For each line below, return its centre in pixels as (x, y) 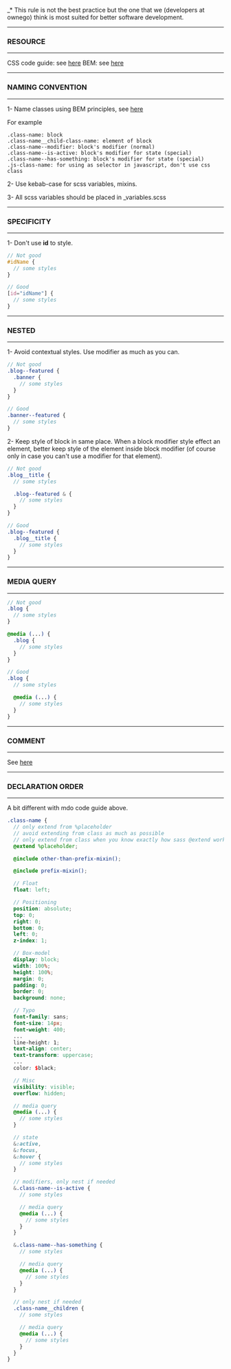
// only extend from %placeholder (63, 827)
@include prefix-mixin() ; (51, 871)
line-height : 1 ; (36, 1042)
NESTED (21, 330)
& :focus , (26, 1150)
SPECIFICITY (29, 221)
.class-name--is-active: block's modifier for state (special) (100, 153)
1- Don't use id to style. (40, 243)
